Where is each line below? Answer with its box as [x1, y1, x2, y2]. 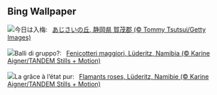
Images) [7, 33, 32, 42]
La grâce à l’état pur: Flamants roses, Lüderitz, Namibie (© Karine [14, 72, 209, 80]
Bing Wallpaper [7, 6, 77, 18]
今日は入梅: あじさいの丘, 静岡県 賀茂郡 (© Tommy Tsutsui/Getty [14, 25, 206, 34]
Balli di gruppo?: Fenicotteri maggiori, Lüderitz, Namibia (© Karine [14, 49, 211, 57]
